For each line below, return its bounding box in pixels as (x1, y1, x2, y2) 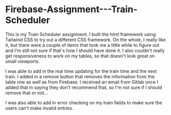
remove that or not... (5, 90, 48, 96)
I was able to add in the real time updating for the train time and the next (5, 68, 157, 74)
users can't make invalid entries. (5, 105, 74, 111)
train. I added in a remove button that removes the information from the (5, 73, 155, 79)
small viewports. (5, 58, 40, 64)
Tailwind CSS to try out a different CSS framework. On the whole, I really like (5, 37, 166, 43)
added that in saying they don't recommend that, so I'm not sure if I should (5, 84, 162, 90)
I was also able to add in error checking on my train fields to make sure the (5, 99, 162, 105)
